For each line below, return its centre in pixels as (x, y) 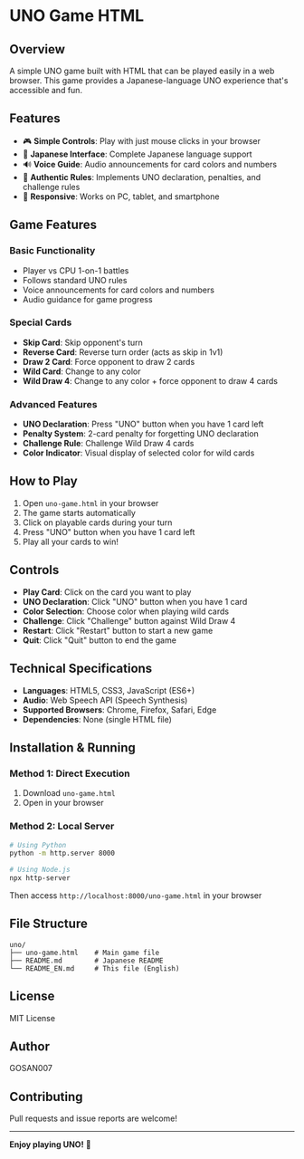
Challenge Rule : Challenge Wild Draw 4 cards (108, 444)
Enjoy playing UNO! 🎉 (51, 1145)
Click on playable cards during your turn (97, 522)
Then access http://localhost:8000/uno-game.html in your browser (136, 896)
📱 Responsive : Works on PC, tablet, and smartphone (121, 196)
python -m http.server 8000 (62, 853)
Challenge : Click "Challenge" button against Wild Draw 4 (129, 620)
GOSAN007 (31, 1068)
